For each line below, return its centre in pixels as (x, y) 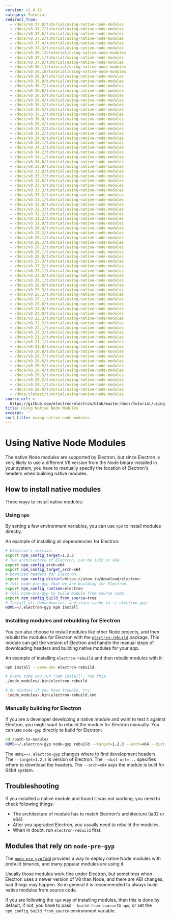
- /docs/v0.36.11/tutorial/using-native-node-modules (68, 67)
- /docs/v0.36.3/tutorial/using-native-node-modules (67, 105)
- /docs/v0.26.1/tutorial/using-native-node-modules (67, 280)
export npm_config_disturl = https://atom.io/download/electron (73, 579)
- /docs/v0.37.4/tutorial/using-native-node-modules (67, 43)
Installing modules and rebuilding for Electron (63, 621)
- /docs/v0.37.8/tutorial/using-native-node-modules (67, 24)
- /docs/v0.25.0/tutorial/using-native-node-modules (67, 304)
